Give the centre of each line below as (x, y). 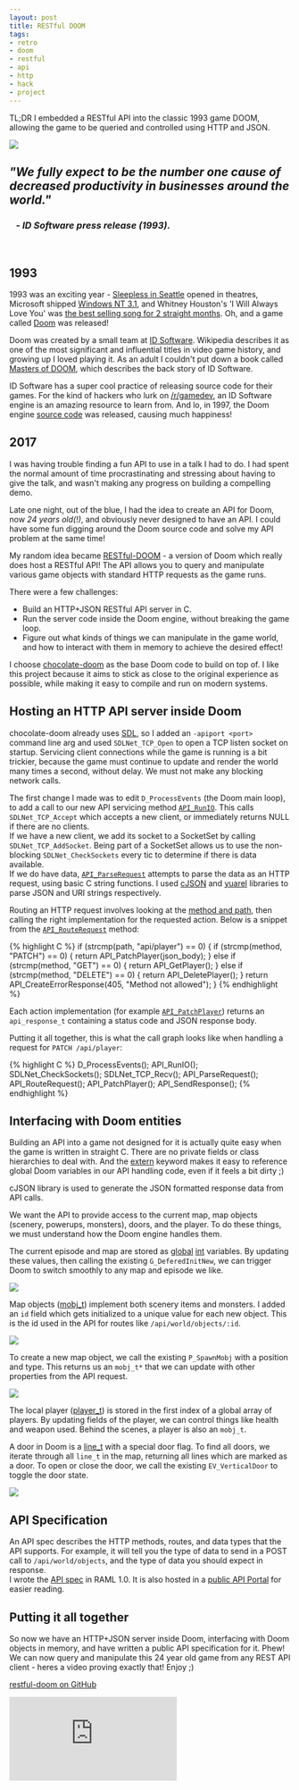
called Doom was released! (59, 323)
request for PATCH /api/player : (66, 1047)
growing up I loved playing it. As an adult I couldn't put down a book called (146, 359)
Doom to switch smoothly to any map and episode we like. (116, 1270)
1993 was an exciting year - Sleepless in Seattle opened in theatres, (134, 294)
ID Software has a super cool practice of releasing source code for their (141, 386)
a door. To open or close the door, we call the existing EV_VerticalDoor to (144, 1466)
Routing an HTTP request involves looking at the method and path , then (141, 910)
